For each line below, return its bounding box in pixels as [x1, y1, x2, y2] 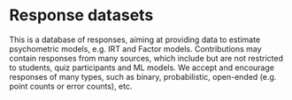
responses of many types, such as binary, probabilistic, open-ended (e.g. [9, 71, 277, 82]
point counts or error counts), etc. [9, 81, 133, 91]
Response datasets [9, 5, 154, 25]
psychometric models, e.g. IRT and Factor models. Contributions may [9, 43, 263, 54]
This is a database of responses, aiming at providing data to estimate [9, 34, 261, 45]
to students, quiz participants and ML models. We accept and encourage [9, 62, 274, 73]
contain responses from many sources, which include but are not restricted [9, 53, 283, 63]
